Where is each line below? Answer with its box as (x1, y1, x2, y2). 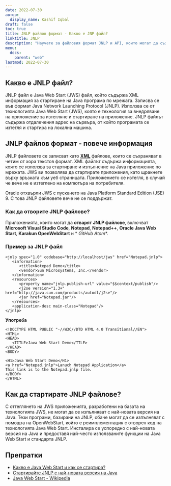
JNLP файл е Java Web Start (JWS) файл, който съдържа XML (5, 92, 139, 98)
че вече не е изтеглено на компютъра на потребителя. (5, 180, 125, 186)
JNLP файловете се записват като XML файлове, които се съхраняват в (5, 152, 162, 159)
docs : (10, 50, 22, 55)
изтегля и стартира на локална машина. (5, 124, 93, 131)
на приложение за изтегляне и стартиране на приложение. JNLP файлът (5, 114, 164, 120)
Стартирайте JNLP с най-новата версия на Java (12, 470, 118, 476)
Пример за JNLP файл (5, 243, 63, 250)
